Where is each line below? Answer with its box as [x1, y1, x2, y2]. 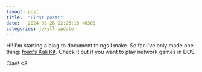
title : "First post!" [6, 14, 63, 20]
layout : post [6, 8, 39, 15]
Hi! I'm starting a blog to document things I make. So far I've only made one [6, 42, 194, 49]
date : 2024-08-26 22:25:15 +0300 [6, 20, 96, 26]
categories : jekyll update [6, 25, 74, 32]
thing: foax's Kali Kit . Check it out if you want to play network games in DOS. [6, 49, 196, 56]
